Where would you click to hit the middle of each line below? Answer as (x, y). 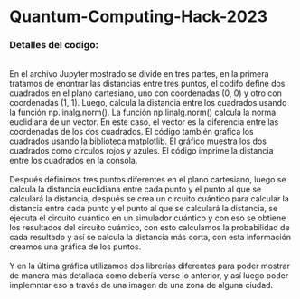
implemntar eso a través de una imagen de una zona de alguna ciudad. (141, 285)
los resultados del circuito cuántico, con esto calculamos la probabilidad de (150, 228)
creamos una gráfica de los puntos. (75, 247)
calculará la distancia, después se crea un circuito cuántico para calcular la (149, 199)
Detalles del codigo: (54, 45)
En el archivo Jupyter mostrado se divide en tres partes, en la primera (139, 74)
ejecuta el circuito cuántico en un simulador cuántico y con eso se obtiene (148, 218)
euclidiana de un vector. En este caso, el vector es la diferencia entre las (144, 122)
